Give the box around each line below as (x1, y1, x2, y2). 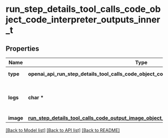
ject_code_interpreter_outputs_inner (5, 14, 161, 25)
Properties (5, 44, 39, 53)
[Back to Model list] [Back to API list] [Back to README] (5, 128, 120, 133)
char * (27, 94, 44, 101)
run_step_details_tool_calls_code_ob (5, 3, 161, 15)
